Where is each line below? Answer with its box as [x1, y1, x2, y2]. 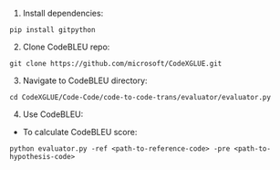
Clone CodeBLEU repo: [22, 41, 110, 52]
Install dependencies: [22, 8, 104, 18]
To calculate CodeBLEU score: [22, 127, 138, 137]
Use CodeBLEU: [22, 109, 84, 120]
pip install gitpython [9, 26, 96, 35]
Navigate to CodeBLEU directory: [22, 75, 148, 86]
